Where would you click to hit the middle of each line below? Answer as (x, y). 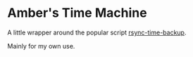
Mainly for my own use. (41, 46)
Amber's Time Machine (77, 13)
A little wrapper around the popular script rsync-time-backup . (97, 32)
